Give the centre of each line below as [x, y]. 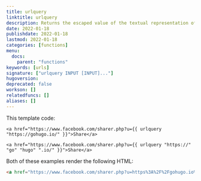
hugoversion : [22, 79]
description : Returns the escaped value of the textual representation [97, 23]
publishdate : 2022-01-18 [37, 34]
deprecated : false [29, 85]
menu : [13, 51]
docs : [19, 56]
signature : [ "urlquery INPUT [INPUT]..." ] [60, 73]
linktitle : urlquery [32, 17]
